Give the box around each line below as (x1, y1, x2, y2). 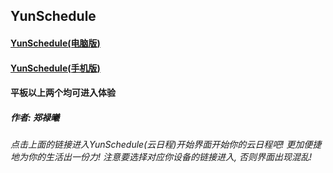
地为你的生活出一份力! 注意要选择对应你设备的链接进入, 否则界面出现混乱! (10, 151, 312, 163)
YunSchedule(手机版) (10, 62, 101, 74)
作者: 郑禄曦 (10, 111, 60, 123)
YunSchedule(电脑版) (10, 37, 101, 49)
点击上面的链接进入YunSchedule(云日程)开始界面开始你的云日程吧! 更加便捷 (10, 139, 322, 151)
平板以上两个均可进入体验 (10, 87, 116, 99)
